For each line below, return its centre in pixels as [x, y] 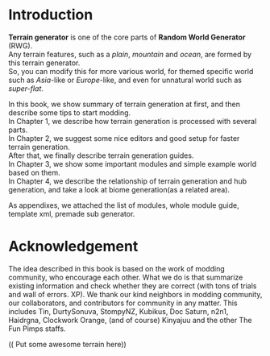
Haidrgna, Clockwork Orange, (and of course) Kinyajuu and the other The [130, 320]
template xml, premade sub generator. [72, 213]
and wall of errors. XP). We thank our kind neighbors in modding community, [135, 294]
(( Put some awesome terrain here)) [67, 344]
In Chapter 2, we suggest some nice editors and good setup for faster [124, 138]
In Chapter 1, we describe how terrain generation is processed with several [133, 121]
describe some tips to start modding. [70, 112]
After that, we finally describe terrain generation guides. [101, 155]
